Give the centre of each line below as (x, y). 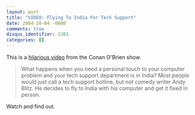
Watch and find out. (31, 106)
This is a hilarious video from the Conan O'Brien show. (74, 57)
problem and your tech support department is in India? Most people (105, 75)
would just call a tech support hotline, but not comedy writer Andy (103, 82)
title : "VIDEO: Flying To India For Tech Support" (71, 18)
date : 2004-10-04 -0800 (36, 23)
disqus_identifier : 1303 (37, 34)
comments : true (25, 29)
